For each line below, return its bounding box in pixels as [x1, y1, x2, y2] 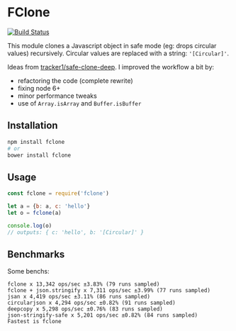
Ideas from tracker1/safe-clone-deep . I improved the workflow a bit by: [7, 62, 215, 71]
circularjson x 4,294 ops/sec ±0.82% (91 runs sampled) [7, 299, 176, 307]
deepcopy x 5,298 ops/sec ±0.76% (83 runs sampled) [7, 305, 163, 313]
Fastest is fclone [7, 318, 62, 325]
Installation [7, 120, 58, 132]
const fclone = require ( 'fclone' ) [7, 190, 110, 197]
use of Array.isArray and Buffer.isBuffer [17, 99, 142, 107]
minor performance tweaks [17, 91, 97, 100]
